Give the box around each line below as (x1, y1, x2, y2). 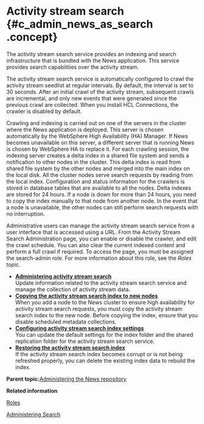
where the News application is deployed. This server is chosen (6, 126, 164, 133)
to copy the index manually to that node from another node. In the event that (6, 197, 198, 204)
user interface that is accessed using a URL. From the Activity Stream (6, 228, 181, 235)
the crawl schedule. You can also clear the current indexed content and (6, 241, 186, 248)
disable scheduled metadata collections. (15, 318, 117, 325)
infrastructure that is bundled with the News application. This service (6, 57, 180, 64)
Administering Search (6, 411, 61, 418)
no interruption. (6, 210, 46, 217)
